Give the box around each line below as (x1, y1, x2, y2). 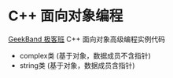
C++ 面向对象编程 (8, 7, 123, 25)
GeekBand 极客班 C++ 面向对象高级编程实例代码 (8, 34, 165, 44)
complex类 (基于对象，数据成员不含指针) (19, 51, 152, 60)
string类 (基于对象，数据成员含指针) (19, 60, 135, 70)
